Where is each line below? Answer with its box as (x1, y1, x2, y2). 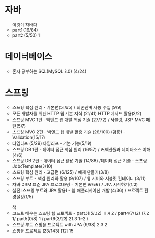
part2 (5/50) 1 (12, 32, 40, 38)
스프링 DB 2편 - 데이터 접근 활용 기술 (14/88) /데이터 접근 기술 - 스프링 (12, 158, 148, 163)
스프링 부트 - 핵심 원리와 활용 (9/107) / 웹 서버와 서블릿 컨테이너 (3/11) (12, 175, 146, 181)
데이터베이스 (4, 51, 53, 62)
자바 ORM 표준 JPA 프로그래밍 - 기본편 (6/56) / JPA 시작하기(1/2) (12, 181, 138, 187)
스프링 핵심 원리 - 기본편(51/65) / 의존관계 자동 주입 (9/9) (12, 104, 122, 110)
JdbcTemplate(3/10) (12, 163, 53, 169)
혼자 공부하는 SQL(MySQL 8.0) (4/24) (12, 68, 87, 74)
